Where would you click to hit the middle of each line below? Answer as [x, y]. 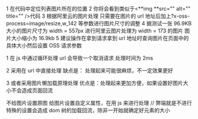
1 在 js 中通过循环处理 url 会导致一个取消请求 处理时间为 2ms [80, 58]
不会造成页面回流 [32, 90]
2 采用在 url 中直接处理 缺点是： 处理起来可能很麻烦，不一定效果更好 [90, 70]
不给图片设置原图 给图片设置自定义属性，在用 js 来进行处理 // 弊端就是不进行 [99, 103]
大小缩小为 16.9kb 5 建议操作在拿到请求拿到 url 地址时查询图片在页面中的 [100, 38]
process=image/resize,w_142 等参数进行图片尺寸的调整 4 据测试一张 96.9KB [99, 23]
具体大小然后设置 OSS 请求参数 [44, 45]
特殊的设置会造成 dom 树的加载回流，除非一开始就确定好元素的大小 [88, 110]
